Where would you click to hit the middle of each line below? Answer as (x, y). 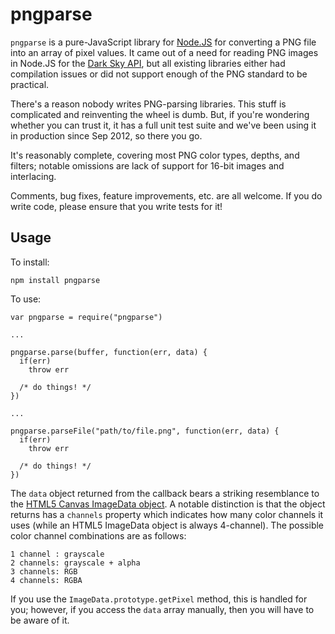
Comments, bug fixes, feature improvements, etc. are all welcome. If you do (166, 195)
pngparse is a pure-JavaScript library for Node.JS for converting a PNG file (163, 42)
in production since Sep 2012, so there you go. (106, 135)
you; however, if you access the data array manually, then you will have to (162, 609)
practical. (30, 84)
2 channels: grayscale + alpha (75, 563)
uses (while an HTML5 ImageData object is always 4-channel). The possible (167, 525)
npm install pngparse (55, 280)
